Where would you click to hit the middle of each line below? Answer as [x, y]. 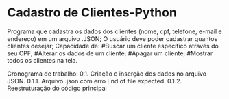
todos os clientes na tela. [42, 60]
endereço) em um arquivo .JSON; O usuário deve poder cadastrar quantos [112, 38]
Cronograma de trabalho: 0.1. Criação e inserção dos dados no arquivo [107, 74]
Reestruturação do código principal [57, 88]
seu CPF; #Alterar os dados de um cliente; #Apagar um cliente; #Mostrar [110, 53]
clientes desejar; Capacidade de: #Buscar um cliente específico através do [113, 46]
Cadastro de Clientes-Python [92, 13]
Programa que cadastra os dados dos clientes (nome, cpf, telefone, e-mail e [114, 31]
